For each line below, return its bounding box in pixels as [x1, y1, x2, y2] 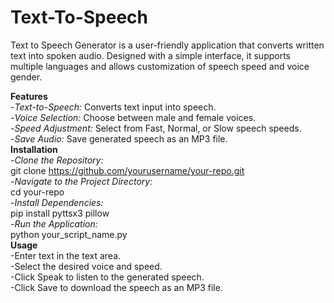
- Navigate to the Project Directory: [10, 175, 153, 187]
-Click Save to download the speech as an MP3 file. [10, 281, 223, 293]
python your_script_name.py [10, 228, 128, 240]
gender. [10, 71, 43, 83]
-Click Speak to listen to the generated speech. [10, 271, 205, 283]
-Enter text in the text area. [10, 249, 122, 261]
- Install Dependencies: [10, 196, 104, 208]
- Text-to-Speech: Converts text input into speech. [10, 101, 217, 113]
